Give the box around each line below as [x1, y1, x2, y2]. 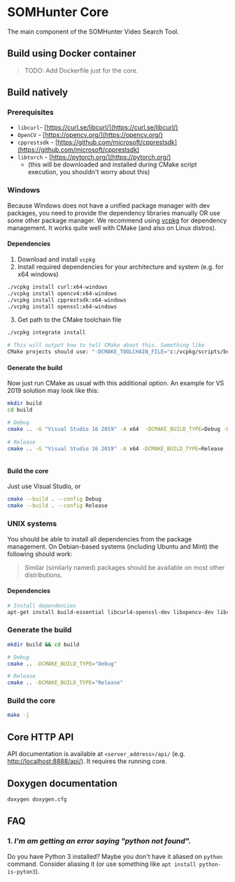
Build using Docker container [7, 48, 136, 59]
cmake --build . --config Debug [7, 496, 101, 503]
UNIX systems [7, 519, 57, 529]
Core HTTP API [7, 731, 74, 743]
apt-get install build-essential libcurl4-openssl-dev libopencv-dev [7, 609, 215, 616]
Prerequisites [7, 108, 54, 118]
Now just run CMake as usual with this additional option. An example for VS [7, 379, 225, 387]
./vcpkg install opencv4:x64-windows [7, 290, 117, 297]
